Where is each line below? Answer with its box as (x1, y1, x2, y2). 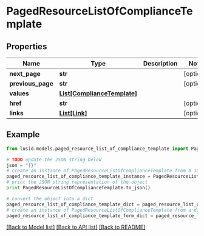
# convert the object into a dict (6, 195, 94, 201)
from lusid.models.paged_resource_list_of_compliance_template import (6, 146, 189, 152)
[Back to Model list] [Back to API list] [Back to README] (6, 223, 146, 231)
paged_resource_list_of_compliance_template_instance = (6, 174, 151, 180)
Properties (6, 41, 47, 52)
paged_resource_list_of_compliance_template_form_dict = (6, 212, 154, 219)
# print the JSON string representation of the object (6, 179, 148, 186)
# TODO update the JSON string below (6, 157, 102, 163)
